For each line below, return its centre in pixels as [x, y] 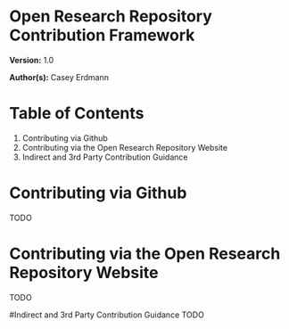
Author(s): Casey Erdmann [59, 77]
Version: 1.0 [32, 60]
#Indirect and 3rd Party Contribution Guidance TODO [107, 315]
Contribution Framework [102, 35]
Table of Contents [77, 114]
